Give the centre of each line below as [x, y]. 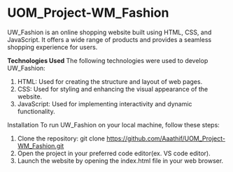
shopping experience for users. [52, 47]
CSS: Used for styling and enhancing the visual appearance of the [113, 89]
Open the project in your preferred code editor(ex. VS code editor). [114, 153]
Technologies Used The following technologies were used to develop [108, 60]
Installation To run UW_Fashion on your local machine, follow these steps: [114, 124]
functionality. [36, 111]
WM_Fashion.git [41, 145]
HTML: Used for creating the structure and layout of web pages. [110, 81]
